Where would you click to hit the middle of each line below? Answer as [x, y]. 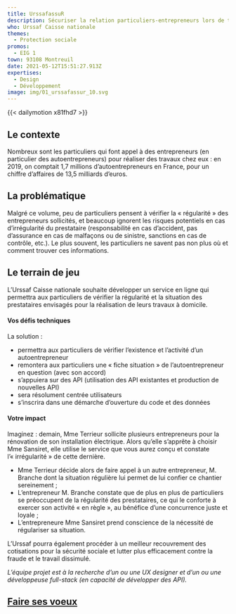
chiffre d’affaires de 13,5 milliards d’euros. [67, 174]
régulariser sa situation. [52, 530]
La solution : [25, 336]
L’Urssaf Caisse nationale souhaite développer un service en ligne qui [108, 289]
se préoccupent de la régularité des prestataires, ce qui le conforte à [117, 500]
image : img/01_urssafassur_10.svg [58, 92]
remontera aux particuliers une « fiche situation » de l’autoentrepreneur [120, 365]
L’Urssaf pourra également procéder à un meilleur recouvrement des [107, 544]
